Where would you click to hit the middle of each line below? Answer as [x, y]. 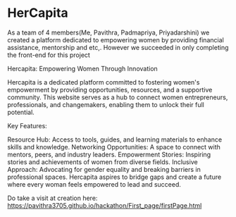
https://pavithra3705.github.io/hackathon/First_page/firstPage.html [105, 205]
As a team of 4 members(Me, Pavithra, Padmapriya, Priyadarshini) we [108, 32]
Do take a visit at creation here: [52, 198]
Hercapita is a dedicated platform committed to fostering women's [104, 82]
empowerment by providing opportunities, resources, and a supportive [110, 89]
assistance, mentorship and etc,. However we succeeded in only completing [118, 47]
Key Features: [27, 125]
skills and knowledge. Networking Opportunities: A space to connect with [114, 147]
